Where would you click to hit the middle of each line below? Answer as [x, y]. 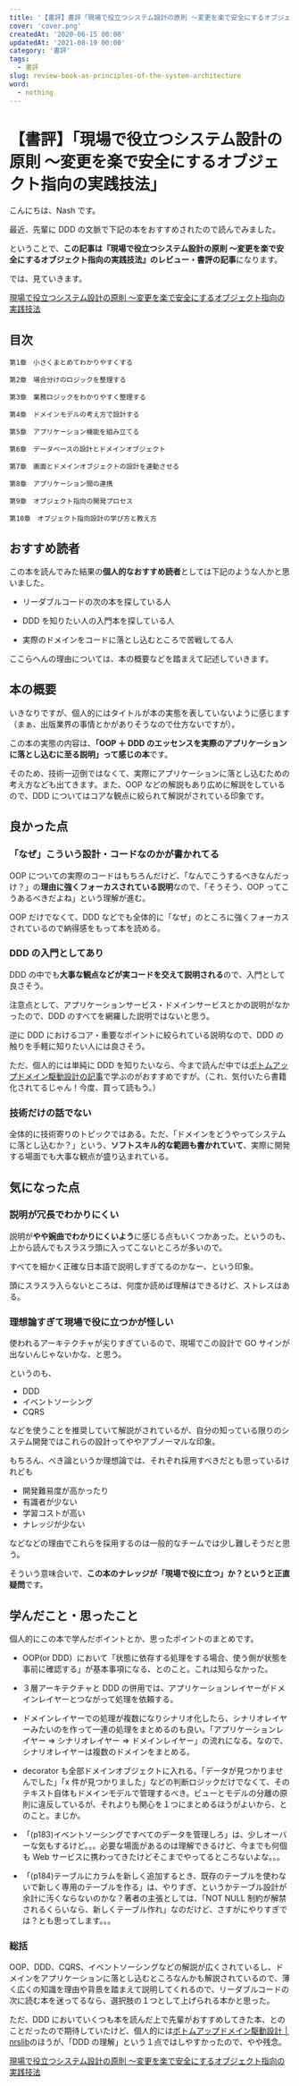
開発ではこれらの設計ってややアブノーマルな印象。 [126, 1442]
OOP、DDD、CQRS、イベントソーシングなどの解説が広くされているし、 [142, 1967]
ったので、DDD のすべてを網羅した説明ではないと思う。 [112, 1015]
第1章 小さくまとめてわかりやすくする [71, 363]
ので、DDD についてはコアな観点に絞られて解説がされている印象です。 [139, 795]
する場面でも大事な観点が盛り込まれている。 [91, 1157]
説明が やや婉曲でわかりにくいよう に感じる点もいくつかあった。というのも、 [149, 1236]
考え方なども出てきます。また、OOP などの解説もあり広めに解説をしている [147, 784]
